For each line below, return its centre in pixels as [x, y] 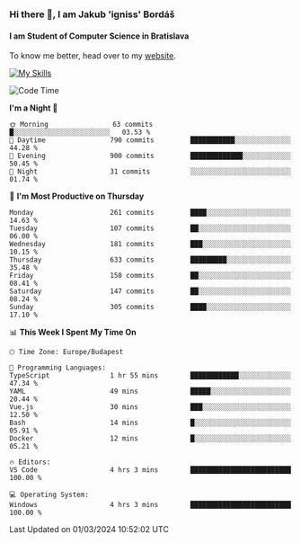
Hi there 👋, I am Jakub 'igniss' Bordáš [92, 14]
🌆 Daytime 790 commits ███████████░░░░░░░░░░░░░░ [150, 140]
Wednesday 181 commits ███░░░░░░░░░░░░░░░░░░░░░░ [150, 245]
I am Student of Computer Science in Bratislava [99, 36]
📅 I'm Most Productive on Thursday [77, 196]
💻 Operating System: [49, 495]
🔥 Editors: [30, 462]
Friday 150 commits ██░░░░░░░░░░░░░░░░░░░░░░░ [150, 276]
